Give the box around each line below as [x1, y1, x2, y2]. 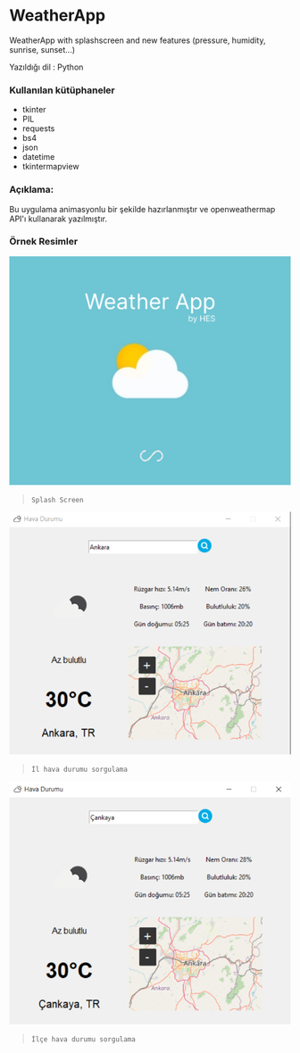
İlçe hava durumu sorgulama [30, 1034, 136, 1044]
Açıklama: [9, 184, 54, 196]
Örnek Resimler [9, 236, 79, 248]
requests [21, 123, 55, 134]
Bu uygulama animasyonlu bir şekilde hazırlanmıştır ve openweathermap [9, 203, 276, 214]
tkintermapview [21, 162, 79, 172]
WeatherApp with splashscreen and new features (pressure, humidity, [9, 35, 266, 46]
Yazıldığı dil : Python [9, 62, 84, 72]
